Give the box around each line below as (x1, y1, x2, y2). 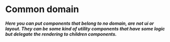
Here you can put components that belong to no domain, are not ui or (5, 20, 154, 26)
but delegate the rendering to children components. (5, 31, 117, 37)
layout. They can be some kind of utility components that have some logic (5, 25, 165, 31)
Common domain (5, 4, 79, 15)
